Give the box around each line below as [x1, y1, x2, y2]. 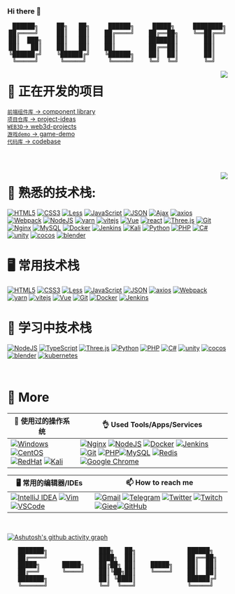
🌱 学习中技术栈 [7, 320, 92, 336]
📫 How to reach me [125, 477, 194, 487]
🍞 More [7, 390, 50, 406]
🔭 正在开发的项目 [7, 84, 105, 100]
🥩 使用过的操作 [13, 416, 63, 425]
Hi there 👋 [7, 6, 42, 16]
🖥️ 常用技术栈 [7, 258, 80, 274]
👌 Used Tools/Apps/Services [101, 420, 203, 430]
